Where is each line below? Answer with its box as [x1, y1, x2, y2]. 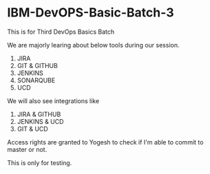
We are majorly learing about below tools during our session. [7, 41, 180, 49]
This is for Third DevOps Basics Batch [7, 28, 115, 36]
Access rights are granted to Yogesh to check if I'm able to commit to [7, 138, 204, 146]
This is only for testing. [7, 158, 72, 166]
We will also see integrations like [7, 96, 100, 105]
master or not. [7, 145, 48, 153]
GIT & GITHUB [17, 61, 59, 69]
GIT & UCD [17, 124, 48, 133]
